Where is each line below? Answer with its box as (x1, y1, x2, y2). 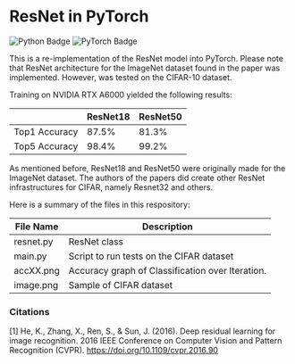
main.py (13, 250, 47, 262)
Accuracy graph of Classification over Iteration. (68, 264, 266, 277)
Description (141, 220, 194, 233)
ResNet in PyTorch (9, 6, 149, 27)
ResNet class (68, 235, 123, 247)
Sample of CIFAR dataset (68, 278, 173, 291)
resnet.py (13, 235, 54, 247)
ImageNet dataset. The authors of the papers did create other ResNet (9, 172, 265, 183)
